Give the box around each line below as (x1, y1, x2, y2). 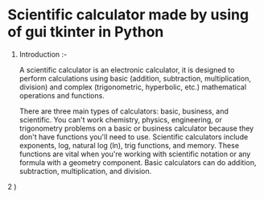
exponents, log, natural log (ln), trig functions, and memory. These (19, 140, 239, 150)
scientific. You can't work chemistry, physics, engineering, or (19, 114, 222, 124)
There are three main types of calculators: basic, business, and (19, 106, 229, 116)
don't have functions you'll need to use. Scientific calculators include (19, 131, 249, 142)
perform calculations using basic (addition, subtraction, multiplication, (19, 73, 251, 83)
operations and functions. (19, 90, 105, 100)
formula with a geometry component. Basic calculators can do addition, (19, 157, 257, 167)
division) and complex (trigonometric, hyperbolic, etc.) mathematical (19, 82, 247, 92)
